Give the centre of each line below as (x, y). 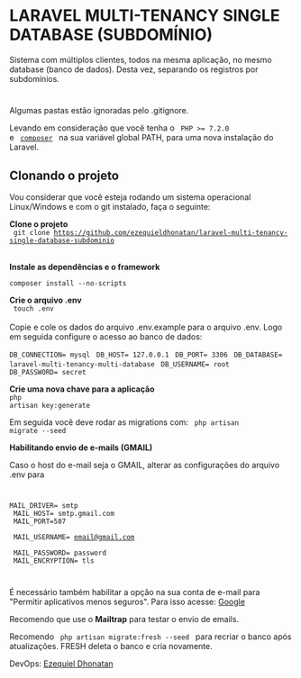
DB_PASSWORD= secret (48, 372)
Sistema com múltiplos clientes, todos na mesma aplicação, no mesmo (141, 59)
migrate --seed (38, 430)
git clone (32, 232)
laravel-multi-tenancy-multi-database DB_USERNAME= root (119, 364)
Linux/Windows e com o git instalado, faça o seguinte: (110, 206)
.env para (27, 475)
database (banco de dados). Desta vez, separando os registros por (134, 69)
